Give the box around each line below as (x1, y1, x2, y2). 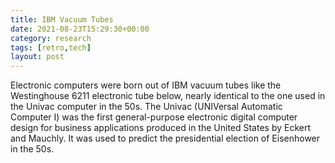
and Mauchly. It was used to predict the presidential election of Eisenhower (10, 132, 321, 145)
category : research (10, 33, 92, 43)
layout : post (10, 52, 65, 62)
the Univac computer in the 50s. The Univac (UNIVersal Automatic (10, 101, 283, 113)
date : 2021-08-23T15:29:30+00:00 (10, 24, 150, 34)
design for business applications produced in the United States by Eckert (10, 122, 312, 134)
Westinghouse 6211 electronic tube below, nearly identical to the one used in (10, 90, 326, 102)
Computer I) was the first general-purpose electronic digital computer (10, 111, 298, 123)
